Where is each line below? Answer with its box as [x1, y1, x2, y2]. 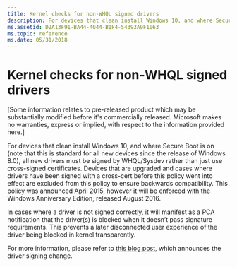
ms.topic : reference [7, 30, 68, 37]
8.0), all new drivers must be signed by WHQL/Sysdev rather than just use [7, 157, 223, 165]
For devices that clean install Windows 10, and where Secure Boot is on [7, 142, 214, 150]
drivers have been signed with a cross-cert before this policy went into [7, 172, 213, 180]
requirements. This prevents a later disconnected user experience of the [7, 223, 218, 232]
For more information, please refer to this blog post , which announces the [7, 244, 221, 253]
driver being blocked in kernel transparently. [7, 230, 136, 239]
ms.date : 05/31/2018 [7, 37, 68, 44]
